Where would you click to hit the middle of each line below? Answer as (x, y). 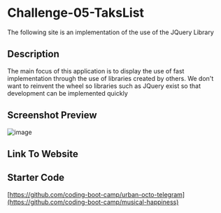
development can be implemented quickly (67, 93)
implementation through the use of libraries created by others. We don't (110, 78)
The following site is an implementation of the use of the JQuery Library (111, 32)
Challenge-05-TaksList (76, 13)
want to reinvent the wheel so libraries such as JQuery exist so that (104, 86)
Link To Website (43, 154)
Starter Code (36, 178)
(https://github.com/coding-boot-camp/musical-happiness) (93, 202)
